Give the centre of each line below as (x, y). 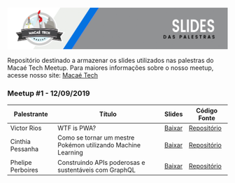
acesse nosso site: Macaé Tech (53, 75)
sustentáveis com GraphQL (97, 170)
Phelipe (21, 162)
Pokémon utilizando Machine (99, 145)
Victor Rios (26, 128)
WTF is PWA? (77, 128)
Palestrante (31, 114)
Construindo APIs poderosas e (101, 162)
